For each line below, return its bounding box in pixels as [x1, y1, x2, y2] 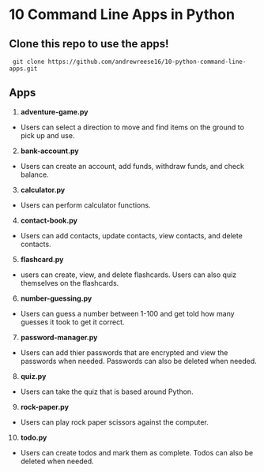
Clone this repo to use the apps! [9, 37, 169, 51]
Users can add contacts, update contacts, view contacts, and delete [20, 230, 243, 240]
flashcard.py [20, 254, 64, 264]
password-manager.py [20, 332, 98, 342]
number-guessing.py [20, 294, 92, 303]
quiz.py [20, 371, 47, 380]
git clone [12, 58, 45, 66]
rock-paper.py [20, 402, 70, 411]
